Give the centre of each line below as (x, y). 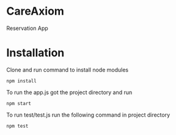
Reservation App (28, 28)
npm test (17, 126)
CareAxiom (35, 11)
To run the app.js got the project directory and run (69, 92)
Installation (35, 53)
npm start (19, 103)
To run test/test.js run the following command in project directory (88, 115)
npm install (21, 81)
